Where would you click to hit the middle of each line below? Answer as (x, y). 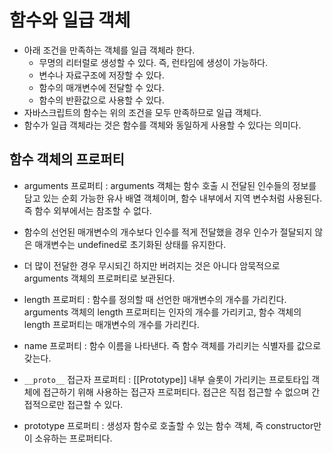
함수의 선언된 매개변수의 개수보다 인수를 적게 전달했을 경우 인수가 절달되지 (168, 232)
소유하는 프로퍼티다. (73, 438)
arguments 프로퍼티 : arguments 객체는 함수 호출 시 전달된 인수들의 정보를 (170, 185)
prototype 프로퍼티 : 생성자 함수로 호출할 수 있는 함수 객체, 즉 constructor (168, 425)
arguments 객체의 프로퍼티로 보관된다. (99, 278)
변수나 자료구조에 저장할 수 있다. (101, 75)
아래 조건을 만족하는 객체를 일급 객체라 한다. (109, 50)
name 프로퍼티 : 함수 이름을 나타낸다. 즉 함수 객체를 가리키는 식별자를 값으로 (172, 345)
